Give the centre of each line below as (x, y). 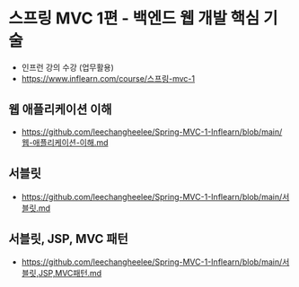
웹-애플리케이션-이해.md (65, 142)
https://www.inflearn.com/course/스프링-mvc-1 (108, 78)
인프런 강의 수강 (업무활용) (67, 67)
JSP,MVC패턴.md (70, 274)
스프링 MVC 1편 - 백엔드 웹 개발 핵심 (134, 18)
